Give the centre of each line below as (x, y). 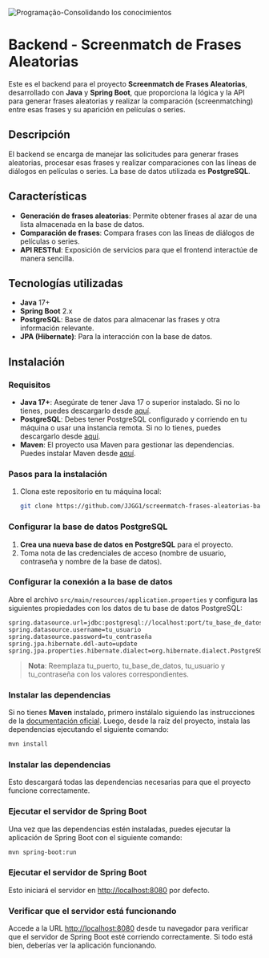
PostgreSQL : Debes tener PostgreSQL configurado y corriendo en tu (133, 419)
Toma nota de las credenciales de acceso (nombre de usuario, (123, 552)
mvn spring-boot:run (43, 852)
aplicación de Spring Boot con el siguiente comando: (95, 837)
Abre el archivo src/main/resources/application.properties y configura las (133, 599)
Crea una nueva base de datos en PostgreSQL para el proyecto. (126, 544)
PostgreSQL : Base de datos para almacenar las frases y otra (120, 320)
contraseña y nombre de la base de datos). (91, 561)
